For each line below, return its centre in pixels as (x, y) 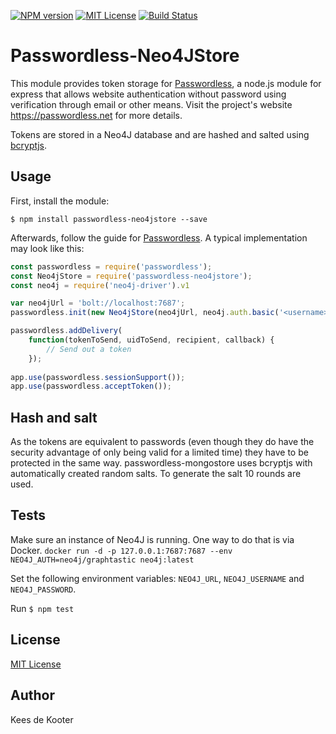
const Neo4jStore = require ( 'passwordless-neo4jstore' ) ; (131, 276)
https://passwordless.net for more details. (96, 115)
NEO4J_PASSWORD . (43, 589)
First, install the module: (60, 201)
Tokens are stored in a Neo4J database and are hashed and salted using (160, 134)
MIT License (36, 664)
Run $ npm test (42, 608)
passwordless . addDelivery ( (66, 331)
